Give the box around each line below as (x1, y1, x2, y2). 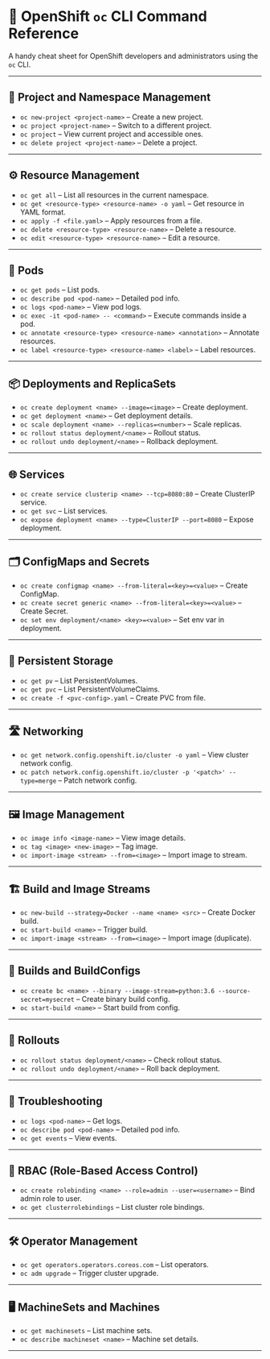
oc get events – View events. (19, 1132, 117, 1143)
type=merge (19, 777, 57, 785)
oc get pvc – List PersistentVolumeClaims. (19, 684, 161, 694)
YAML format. (19, 207, 66, 217)
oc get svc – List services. (19, 506, 108, 515)
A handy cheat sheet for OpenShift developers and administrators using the (8, 51, 259, 60)
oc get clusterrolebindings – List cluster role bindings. (19, 1203, 205, 1212)
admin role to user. (19, 1194, 83, 1203)
